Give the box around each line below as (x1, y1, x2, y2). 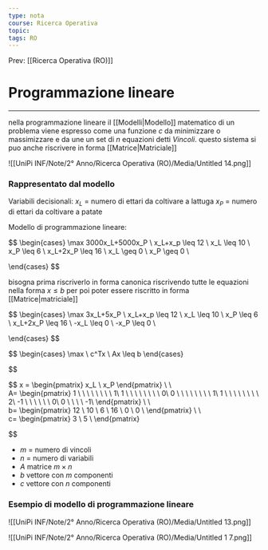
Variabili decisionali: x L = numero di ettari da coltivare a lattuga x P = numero (8, 196, 258, 208)
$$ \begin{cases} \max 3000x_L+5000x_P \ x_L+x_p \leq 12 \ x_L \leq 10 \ (8, 238, 250, 247)
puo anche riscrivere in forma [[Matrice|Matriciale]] (8, 143, 177, 152)
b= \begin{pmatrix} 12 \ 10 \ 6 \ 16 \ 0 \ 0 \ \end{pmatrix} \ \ (8, 406, 202, 415)
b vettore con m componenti (19, 470, 113, 480)
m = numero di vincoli (19, 445, 92, 455)
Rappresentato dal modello (8, 179, 116, 190)
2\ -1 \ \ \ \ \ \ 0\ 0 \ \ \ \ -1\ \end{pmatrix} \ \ (8, 397, 151, 407)
